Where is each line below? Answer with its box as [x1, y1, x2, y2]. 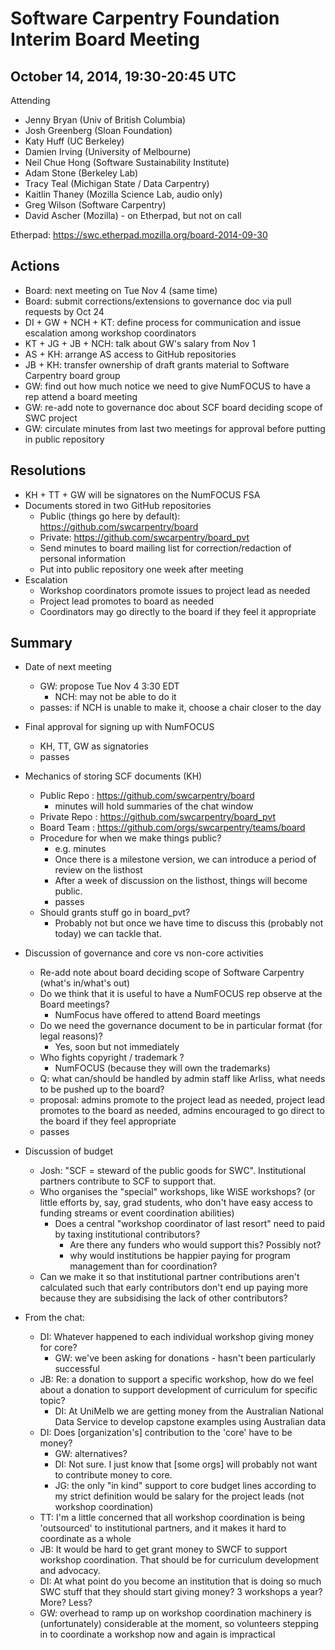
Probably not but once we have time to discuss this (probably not [54, 917, 324, 929]
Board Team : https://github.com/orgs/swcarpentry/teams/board [39, 822, 306, 834]
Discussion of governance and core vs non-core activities [24, 947, 264, 959]
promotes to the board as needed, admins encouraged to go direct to [39, 1105, 325, 1117]
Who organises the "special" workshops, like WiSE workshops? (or [39, 1186, 316, 1198]
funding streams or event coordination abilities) [39, 1207, 235, 1219]
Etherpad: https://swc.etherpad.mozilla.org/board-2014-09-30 [10, 229, 268, 241]
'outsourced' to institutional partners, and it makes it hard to [39, 1522, 287, 1534]
